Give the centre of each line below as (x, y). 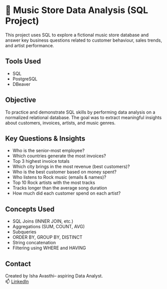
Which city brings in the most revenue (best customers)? (71, 167)
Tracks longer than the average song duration (60, 188)
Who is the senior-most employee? (48, 151)
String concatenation (34, 243)
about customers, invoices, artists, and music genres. (60, 123)
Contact (18, 264)
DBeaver (22, 84)
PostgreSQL (25, 79)
